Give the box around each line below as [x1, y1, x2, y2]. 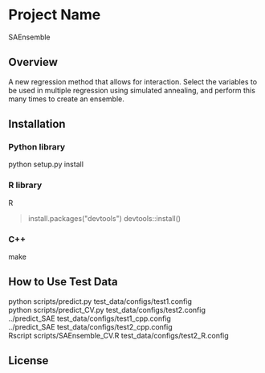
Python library [8, 141, 66, 153]
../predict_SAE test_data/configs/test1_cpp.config [8, 314, 171, 323]
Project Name [8, 6, 101, 24]
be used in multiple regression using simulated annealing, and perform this [8, 85, 255, 95]
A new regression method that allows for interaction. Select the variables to [8, 76, 258, 86]
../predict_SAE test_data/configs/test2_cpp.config [8, 322, 173, 331]
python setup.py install [8, 159, 84, 170]
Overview [8, 55, 59, 69]
